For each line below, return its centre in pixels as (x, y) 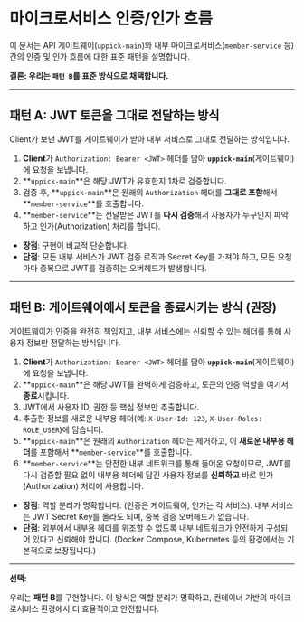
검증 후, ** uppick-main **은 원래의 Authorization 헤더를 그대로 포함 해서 (150, 192)
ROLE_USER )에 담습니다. (63, 429)
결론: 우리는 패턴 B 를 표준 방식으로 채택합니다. (89, 75)
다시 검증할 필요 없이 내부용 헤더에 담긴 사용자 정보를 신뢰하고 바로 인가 (148, 475)
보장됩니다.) (75, 550)
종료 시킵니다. (46, 395)
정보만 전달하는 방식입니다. (73, 342)
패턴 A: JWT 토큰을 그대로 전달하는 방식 (114, 115)
